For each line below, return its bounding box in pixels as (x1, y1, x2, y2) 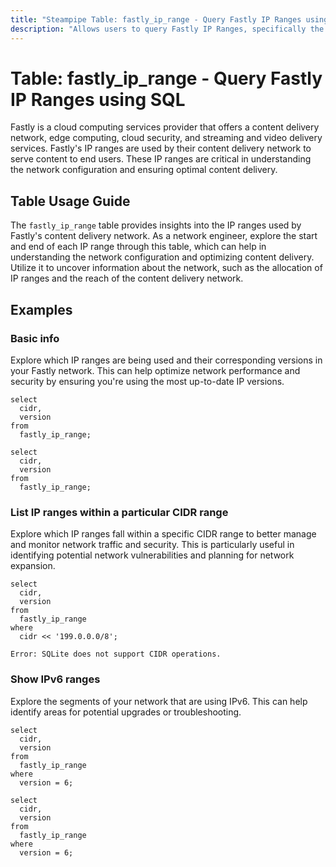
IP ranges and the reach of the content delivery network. (10, 272, 244, 285)
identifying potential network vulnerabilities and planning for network (10, 549, 295, 561)
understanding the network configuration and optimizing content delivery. (10, 251, 315, 263)
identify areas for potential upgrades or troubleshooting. (10, 706, 242, 718)
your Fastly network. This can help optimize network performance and (10, 364, 301, 376)
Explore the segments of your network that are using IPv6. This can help (10, 695, 308, 707)
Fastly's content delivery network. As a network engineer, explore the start (10, 230, 318, 242)
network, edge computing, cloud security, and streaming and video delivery (10, 132, 323, 144)
